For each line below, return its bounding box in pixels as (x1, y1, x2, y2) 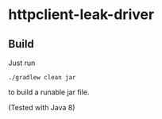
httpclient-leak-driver (8, 6, 155, 24)
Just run (8, 58, 36, 67)
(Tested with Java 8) (8, 103, 75, 112)
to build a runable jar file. (8, 87, 90, 97)
